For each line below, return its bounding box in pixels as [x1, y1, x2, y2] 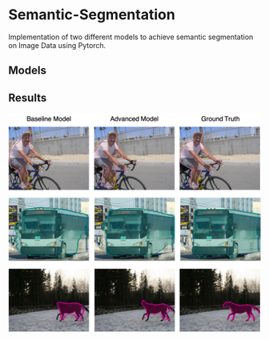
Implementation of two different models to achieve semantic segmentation [8, 32, 254, 42]
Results [8, 90, 47, 105]
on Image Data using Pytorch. [8, 40, 106, 50]
